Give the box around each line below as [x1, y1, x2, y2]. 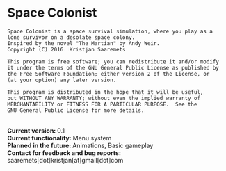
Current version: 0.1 [7, 127, 65, 135]
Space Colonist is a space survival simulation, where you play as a [7, 28, 213, 35]
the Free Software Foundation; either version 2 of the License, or [7, 70, 210, 77]
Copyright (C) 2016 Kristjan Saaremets [7, 46, 127, 53]
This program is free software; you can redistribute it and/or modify [7, 58, 219, 65]
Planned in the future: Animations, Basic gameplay [7, 141, 154, 149]
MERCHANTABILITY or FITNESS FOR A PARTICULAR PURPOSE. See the [7, 101, 197, 108]
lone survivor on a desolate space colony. [7, 33, 136, 41]
